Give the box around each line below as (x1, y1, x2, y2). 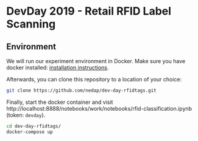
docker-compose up (6, 129, 53, 135)
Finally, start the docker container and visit (6, 98, 113, 106)
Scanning (6, 17, 56, 31)
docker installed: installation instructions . (6, 64, 109, 71)
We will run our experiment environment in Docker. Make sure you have (6, 58, 186, 64)
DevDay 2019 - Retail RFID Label (6, 4, 172, 18)
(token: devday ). (6, 111, 46, 119)
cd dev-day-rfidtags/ (6, 123, 62, 129)
